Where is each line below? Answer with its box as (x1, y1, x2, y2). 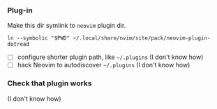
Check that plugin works (7, 78, 92, 88)
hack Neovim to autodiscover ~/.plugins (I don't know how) (17, 61, 190, 69)
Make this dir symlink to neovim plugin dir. (7, 22, 126, 30)
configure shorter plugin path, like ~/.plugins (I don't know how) (17, 53, 204, 61)
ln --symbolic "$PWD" (7, 35, 70, 42)
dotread (7, 41, 30, 48)
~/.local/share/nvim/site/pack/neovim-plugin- (73, 35, 211, 42)
